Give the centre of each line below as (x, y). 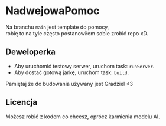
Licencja (22, 102)
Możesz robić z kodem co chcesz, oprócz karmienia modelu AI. (83, 117)
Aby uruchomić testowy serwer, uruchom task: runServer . (84, 66)
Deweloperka (31, 52)
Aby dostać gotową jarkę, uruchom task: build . (71, 72)
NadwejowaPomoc (53, 11)
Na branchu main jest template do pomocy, (57, 27)
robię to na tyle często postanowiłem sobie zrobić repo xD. (77, 33)
